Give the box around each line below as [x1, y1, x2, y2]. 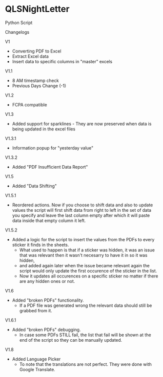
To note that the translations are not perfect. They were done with [19, 361, 152, 367]
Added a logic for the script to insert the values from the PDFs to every [12, 236, 155, 242]
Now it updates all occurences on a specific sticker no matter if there [19, 273, 159, 279]
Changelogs [5, 29, 30, 35]
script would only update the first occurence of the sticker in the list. [19, 268, 157, 274]
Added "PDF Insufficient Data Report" [12, 164, 88, 170]
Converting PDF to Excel [12, 48, 61, 54]
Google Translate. [19, 366, 55, 372]
